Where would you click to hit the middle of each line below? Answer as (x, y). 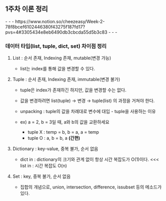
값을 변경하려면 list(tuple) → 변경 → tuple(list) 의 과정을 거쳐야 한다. (87, 101)
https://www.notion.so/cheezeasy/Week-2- (60, 21)
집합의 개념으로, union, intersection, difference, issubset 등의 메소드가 (91, 187)
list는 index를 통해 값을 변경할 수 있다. (58, 69)
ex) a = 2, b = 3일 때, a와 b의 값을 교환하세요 (65, 122)
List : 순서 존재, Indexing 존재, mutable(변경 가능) (62, 58)
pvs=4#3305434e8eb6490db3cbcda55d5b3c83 (56, 32)
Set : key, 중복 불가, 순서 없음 (41, 176)
